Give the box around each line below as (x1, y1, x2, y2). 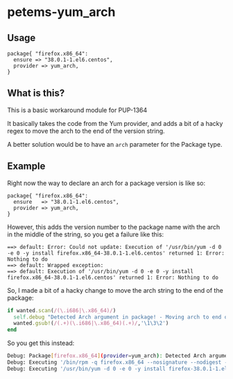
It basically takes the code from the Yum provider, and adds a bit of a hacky (7, 119, 223, 127)
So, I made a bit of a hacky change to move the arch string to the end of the (7, 286, 223, 294)
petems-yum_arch (7, 4, 116, 20)
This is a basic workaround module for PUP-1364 (7, 106, 148, 114)
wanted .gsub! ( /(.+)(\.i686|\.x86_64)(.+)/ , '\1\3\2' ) (13, 320, 169, 327)
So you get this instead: (7, 339, 75, 348)
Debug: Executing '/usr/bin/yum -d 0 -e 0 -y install (7, 365, 166, 372)
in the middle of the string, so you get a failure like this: (7, 230, 164, 239)
